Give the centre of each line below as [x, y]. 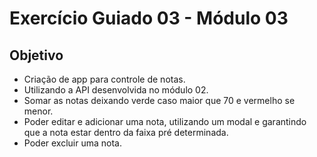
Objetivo [36, 55]
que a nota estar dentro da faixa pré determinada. [126, 132]
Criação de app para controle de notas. [104, 79]
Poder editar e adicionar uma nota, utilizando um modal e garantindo [165, 121]
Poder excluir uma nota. [72, 143]
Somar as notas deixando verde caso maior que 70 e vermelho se [159, 100]
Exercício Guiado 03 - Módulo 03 [149, 18]
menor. [38, 111]
